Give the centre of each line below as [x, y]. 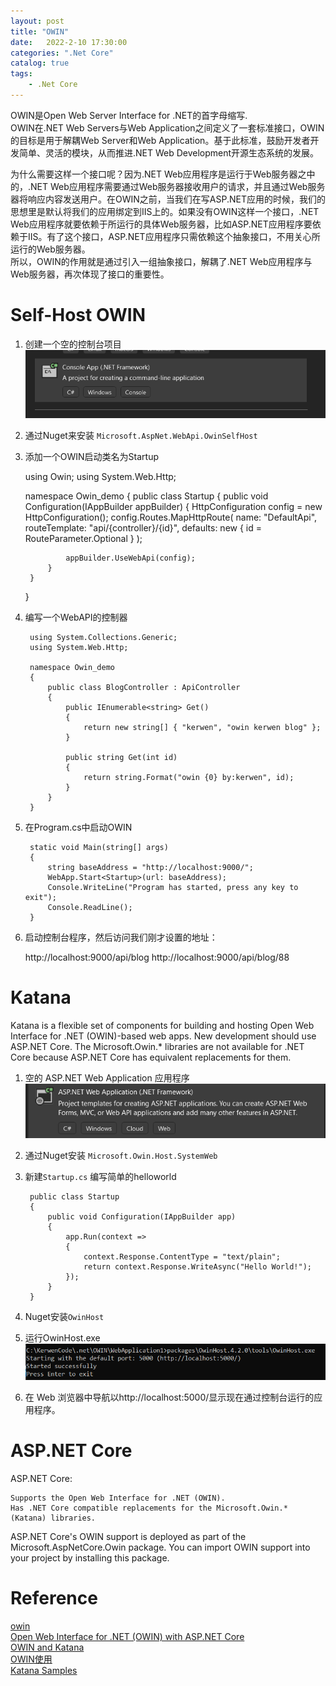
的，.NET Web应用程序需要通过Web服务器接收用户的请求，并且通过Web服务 [168, 186]
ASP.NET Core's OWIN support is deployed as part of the [128, 1536]
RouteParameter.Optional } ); [83, 539]
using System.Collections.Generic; [103, 638]
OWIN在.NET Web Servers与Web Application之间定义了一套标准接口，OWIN [167, 127]
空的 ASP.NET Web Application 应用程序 [107, 1078]
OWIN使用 [31, 1659]
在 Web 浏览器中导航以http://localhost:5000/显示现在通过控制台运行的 [169, 1397]
